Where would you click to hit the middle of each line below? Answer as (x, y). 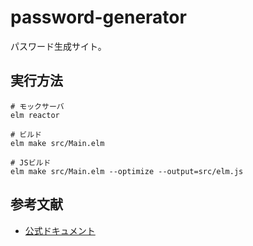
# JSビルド (31, 162)
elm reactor (35, 115)
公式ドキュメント (60, 230)
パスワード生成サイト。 (58, 46)
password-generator (98, 17)
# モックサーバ (37, 106)
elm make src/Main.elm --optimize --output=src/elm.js (127, 171)
